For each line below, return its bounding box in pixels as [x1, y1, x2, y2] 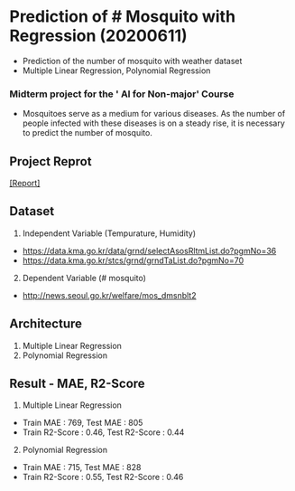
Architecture [9, 316, 83, 332]
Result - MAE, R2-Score [9, 376, 146, 392]
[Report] [9, 178, 41, 189]
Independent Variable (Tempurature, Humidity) [22, 228, 197, 239]
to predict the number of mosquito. [22, 127, 153, 138]
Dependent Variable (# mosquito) [22, 272, 147, 283]
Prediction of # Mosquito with [9, 6, 236, 27]
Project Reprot [9, 154, 92, 169]
